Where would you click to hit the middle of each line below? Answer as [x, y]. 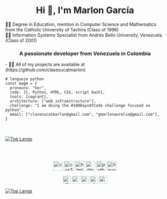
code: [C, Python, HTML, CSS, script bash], [57, 92]
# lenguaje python [25, 79]
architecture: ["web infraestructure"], [53, 101]
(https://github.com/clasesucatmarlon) [46, 70]
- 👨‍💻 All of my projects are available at [45, 65]
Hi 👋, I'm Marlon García [85, 10]
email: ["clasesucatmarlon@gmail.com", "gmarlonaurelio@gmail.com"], [85, 115]
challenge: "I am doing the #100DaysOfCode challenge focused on [80, 106]
